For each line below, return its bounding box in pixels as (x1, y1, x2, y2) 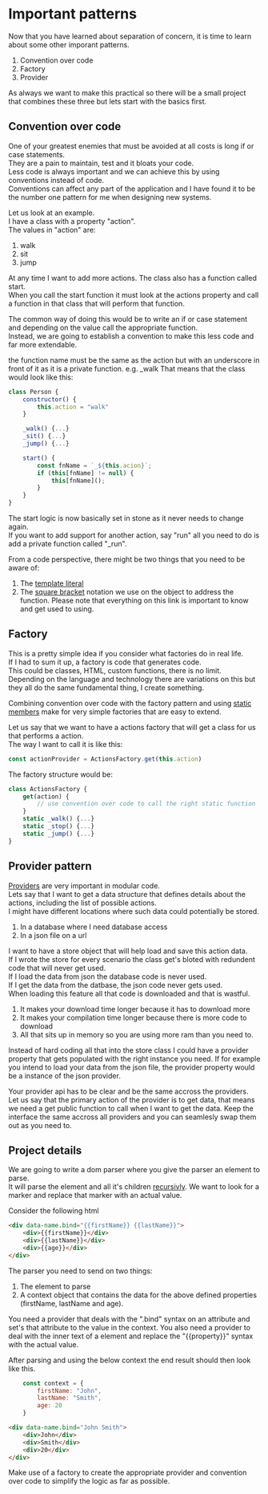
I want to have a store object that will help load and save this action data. (8, 946, 248, 956)
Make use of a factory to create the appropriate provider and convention (8, 1468, 247, 1477)
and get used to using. (19, 604, 94, 614)
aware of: (8, 563, 40, 572)
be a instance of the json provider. (8, 1070, 122, 1080)
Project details (8, 1143, 82, 1157)
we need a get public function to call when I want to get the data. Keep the (8, 1103, 254, 1113)
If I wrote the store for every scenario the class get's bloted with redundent (8, 954, 256, 964)
